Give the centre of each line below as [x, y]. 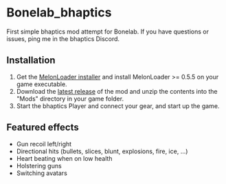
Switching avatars [42, 173]
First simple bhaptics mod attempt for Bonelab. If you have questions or [108, 31]
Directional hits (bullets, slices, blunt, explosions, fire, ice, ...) [102, 151]
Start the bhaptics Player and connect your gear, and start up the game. [118, 106]
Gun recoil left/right [44, 144]
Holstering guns [39, 166]
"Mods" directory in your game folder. [70, 98]
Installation [31, 61]
